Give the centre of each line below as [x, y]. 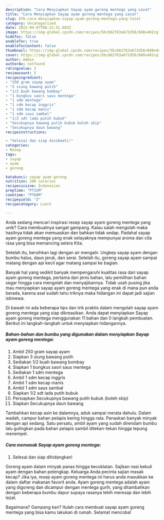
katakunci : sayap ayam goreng [36, 177]
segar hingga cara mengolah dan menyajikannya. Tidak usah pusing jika [78, 282]
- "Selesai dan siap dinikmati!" [39, 141]
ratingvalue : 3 [21, 69]
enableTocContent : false [31, 46]
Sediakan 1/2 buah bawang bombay [48, 362]
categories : [18, 145]
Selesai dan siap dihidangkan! [42, 457]
